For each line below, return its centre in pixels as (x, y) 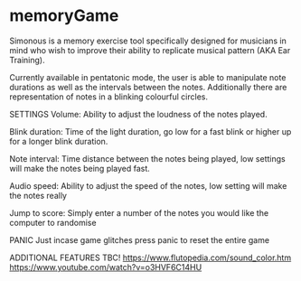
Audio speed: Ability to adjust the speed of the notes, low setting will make (148, 185)
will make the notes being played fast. (80, 168)
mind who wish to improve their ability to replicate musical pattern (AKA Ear (150, 50)
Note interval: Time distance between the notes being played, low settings (148, 158)
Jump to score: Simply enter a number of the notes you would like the (139, 212)
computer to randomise (53, 222)
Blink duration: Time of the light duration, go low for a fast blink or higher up (150, 131)
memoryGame (64, 16)
